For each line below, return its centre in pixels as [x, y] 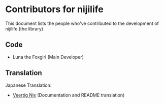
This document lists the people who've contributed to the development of [82, 23]
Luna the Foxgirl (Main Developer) [48, 57]
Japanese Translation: [28, 85]
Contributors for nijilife [54, 9]
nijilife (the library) [24, 28]
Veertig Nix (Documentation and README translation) [69, 95]
